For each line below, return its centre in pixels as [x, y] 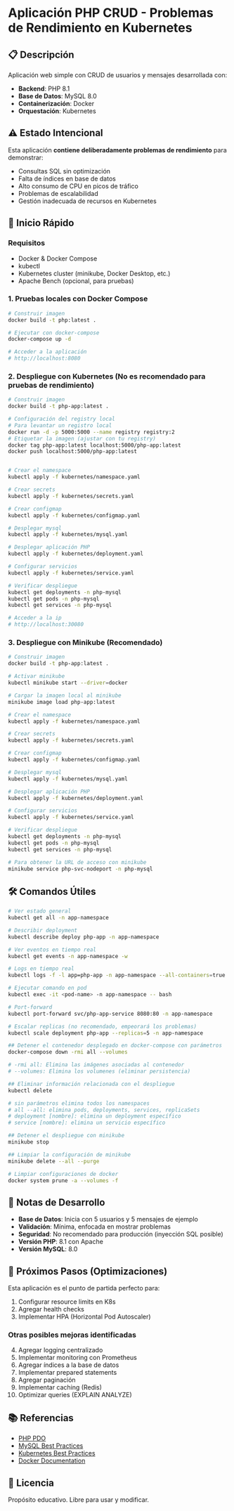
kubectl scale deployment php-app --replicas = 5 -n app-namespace [105, 1033]
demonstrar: [26, 157]
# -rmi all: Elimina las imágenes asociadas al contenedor [96, 1065]
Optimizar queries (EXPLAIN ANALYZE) [75, 1395]
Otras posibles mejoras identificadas [72, 1335]
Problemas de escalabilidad [58, 193]
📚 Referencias [41, 1418]
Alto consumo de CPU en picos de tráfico [78, 186]
